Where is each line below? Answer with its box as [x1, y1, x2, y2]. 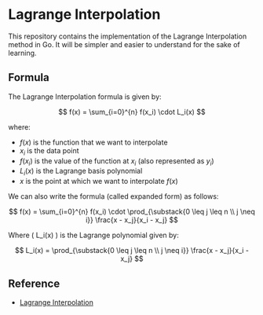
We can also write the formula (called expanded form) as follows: [8, 192, 219, 201]
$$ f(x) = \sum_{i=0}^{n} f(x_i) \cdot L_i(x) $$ [58, 107, 206, 116]
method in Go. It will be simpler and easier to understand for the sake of [8, 39, 241, 49]
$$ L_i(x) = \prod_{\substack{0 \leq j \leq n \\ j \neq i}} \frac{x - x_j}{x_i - [14, 246, 250, 255]
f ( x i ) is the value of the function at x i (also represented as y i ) [19, 156, 214, 167]
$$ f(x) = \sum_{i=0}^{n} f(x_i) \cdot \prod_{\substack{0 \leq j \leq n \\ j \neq [9, 207, 255, 217]
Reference [8, 277, 60, 290]
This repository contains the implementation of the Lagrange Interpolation [8, 31, 247, 41]
